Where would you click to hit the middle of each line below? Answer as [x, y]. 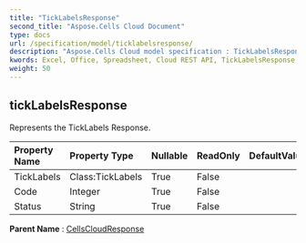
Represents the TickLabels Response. [80, 127]
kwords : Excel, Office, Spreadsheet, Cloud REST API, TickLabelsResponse [153, 60]
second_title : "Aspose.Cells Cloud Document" [97, 26]
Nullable [169, 156]
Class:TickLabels [106, 177]
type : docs [30, 35]
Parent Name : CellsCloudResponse [77, 228]
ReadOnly [219, 156]
